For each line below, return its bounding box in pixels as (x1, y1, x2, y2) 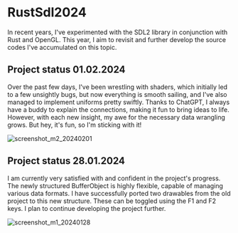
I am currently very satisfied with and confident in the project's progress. (7, 174, 221, 182)
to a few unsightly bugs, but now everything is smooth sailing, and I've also (7, 90, 227, 98)
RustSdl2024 (7, 4, 87, 21)
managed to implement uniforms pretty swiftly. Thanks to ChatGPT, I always (7, 98, 230, 106)
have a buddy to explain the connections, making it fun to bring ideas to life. (7, 105, 229, 114)
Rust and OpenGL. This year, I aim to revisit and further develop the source (7, 35, 226, 43)
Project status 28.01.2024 (7, 155, 126, 167)
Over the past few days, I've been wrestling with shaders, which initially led (7, 83, 228, 91)
